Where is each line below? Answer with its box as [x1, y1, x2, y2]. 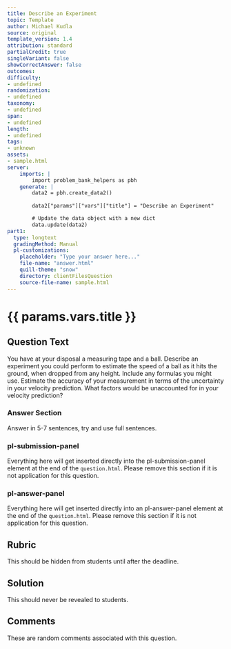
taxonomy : [7, 100, 36, 107]
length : [7, 126, 30, 132]
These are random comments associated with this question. [7, 634, 177, 642]
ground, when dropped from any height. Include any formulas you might [7, 369, 212, 377]
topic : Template [7, 17, 54, 23]
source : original [7, 29, 57, 37]
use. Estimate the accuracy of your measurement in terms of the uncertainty [7, 377, 224, 385]
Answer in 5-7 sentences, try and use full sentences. [7, 423, 157, 432]
